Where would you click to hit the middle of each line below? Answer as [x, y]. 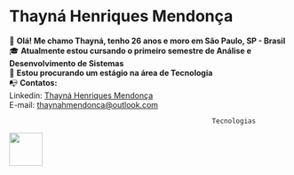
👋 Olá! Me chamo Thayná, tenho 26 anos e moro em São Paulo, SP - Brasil [147, 41]
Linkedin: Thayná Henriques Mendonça [81, 95]
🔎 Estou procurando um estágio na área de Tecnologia [111, 72]
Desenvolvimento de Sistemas [67, 63]
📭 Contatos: [33, 82]
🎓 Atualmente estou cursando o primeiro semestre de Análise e [130, 50]
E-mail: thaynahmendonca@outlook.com [83, 104]
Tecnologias [234, 121]
